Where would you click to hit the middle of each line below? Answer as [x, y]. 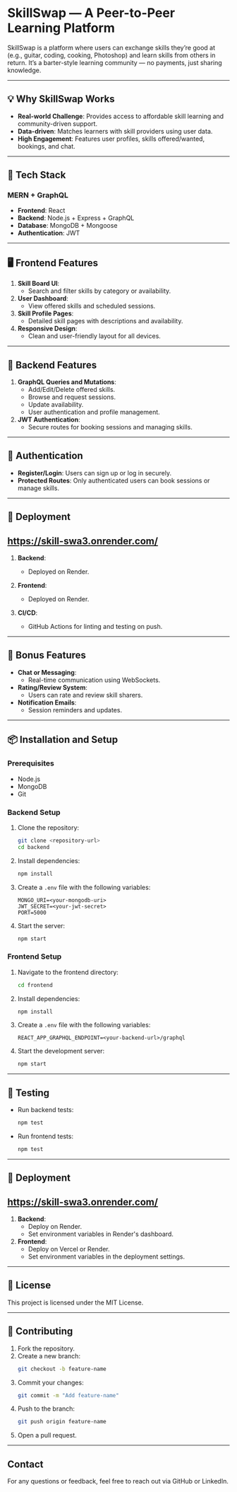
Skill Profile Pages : [45, 313]
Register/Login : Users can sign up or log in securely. [94, 473]
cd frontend [35, 985]
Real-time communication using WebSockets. [94, 680]
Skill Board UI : [38, 284]
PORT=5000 [32, 913]
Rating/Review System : [53, 687]
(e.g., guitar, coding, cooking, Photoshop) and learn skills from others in [111, 55]
